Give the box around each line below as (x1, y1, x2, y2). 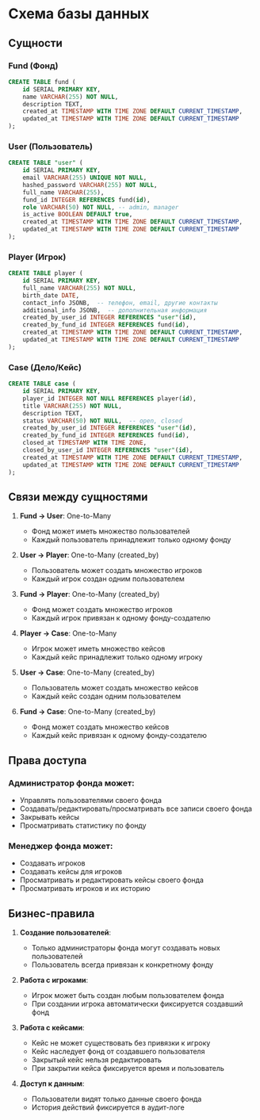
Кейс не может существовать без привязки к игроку (31, 1038, 211, 1048)
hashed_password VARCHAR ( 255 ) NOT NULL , (22, 181, 158, 189)
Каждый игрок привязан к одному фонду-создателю (31, 614, 212, 623)
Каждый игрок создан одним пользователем (31, 574, 185, 583)
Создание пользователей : (19, 928, 112, 938)
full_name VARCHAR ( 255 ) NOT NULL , (22, 284, 136, 292)
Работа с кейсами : (19, 1023, 85, 1033)
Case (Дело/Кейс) (8, 361, 82, 373)
